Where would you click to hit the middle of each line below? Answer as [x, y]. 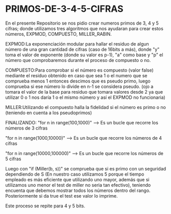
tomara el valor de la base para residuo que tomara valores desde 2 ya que [84, 92]
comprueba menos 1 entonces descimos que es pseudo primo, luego [78, 81]
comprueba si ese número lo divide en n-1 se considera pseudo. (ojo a [79, 86]
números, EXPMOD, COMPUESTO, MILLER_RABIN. [59, 34]
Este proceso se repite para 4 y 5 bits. [45, 206]
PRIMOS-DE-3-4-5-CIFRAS [64, 9]
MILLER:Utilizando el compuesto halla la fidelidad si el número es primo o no [86, 107]
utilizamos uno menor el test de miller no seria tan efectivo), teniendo [78, 185]
